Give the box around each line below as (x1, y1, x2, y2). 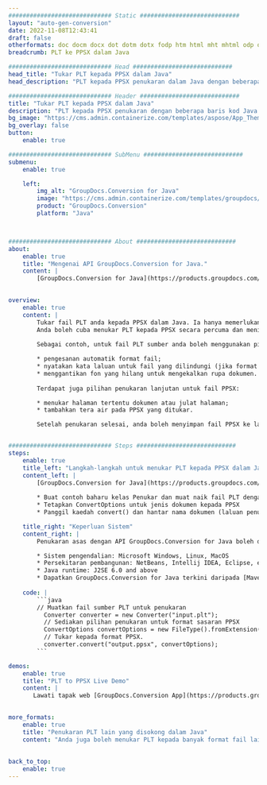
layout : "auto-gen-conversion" (8, 19, 112, 27)
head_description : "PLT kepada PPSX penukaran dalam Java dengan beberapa (8, 77, 261, 86)
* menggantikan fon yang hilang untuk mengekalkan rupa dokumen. (37, 369, 258, 377)
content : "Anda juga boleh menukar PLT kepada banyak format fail (22, 736, 247, 744)
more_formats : (8, 713, 56, 721)
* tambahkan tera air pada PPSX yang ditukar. (37, 406, 194, 414)
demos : (8, 662, 30, 670)
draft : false (8, 33, 52, 42)
